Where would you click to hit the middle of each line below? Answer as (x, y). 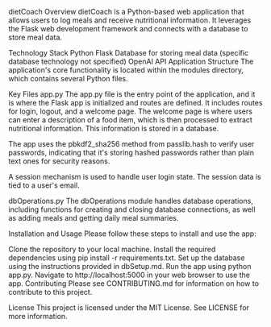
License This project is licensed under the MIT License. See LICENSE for (129, 308)
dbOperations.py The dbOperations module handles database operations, (131, 201)
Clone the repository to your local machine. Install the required (112, 249)
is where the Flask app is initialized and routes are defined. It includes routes (135, 103)
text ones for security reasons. (59, 161)
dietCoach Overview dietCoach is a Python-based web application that (126, 12)
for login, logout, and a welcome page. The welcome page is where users (130, 111)
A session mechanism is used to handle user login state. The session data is (135, 177)
